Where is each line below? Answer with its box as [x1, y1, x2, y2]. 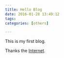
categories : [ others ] [5, 20, 49, 26]
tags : [5, 16, 16, 21]
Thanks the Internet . [5, 48, 46, 54]
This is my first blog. [5, 39, 46, 44]
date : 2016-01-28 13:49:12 [5, 12, 60, 17]
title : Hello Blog [5, 7, 42, 12]
